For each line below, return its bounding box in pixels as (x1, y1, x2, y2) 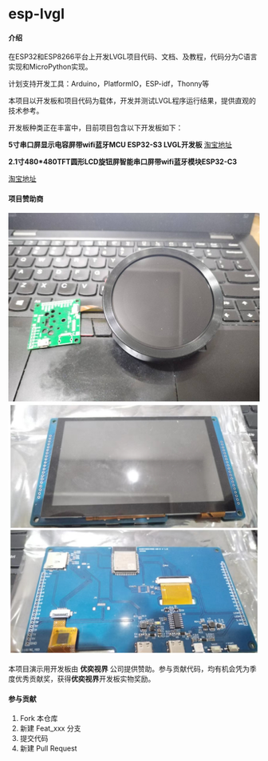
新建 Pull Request (19, 743, 77, 753)
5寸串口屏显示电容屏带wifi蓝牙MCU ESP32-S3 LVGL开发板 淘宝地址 (8, 140, 233, 150)
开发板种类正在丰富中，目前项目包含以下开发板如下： (8, 123, 183, 133)
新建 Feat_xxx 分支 (19, 723, 81, 733)
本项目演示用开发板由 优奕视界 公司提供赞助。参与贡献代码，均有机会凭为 (8, 664, 250, 674)
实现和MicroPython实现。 (8, 62, 93, 72)
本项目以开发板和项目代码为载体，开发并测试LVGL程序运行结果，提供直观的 (8, 96, 257, 106)
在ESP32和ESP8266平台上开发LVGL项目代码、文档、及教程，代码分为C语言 (8, 52, 258, 62)
